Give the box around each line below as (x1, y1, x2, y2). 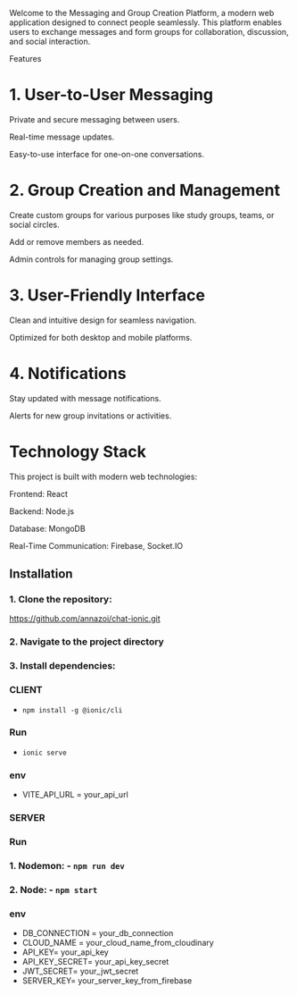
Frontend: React (9, 488, 69, 499)
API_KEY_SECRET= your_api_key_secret (21, 957, 169, 967)
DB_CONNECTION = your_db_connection (21, 928, 174, 939)
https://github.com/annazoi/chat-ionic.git (9, 613, 161, 624)
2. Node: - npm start (9, 883, 98, 896)
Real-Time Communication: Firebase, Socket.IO (9, 540, 184, 551)
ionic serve (21, 748, 67, 757)
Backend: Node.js (9, 505, 74, 517)
